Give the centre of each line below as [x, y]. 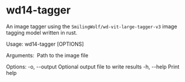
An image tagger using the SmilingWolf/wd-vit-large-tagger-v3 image [92, 26]
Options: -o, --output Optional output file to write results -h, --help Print [93, 66]
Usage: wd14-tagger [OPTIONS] [45, 44]
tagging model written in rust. [42, 32]
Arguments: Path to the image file [47, 55]
